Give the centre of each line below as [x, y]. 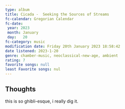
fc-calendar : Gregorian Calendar [40, 19]
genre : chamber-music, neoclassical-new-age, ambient [62, 55]
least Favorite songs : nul [33, 70]
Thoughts [21, 89]
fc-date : [14, 23]
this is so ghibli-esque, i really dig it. [42, 101]
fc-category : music [25, 42]
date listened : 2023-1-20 [32, 51]
